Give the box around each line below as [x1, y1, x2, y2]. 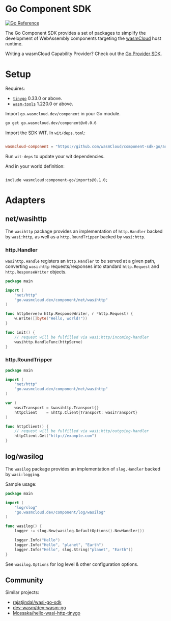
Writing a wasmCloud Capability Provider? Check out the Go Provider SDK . [5, 51, 162, 57]
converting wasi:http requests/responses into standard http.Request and [5, 263, 159, 269]
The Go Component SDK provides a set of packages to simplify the [5, 30, 146, 36]
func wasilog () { [5, 524, 42, 529]
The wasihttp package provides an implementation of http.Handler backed [5, 228, 163, 234]
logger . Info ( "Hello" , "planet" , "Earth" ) [14, 542, 103, 548]
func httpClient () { [5, 424, 49, 429]
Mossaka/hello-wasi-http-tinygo [12, 610, 80, 616]
